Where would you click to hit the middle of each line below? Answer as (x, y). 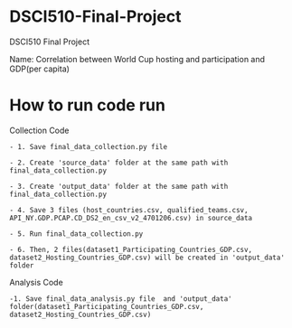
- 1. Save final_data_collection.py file (89, 146)
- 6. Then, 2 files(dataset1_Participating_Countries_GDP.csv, (131, 249)
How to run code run (87, 105)
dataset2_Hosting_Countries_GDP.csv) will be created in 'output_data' (147, 258)
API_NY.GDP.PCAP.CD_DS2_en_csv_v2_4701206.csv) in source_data (131, 218)
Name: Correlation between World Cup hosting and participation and (137, 59)
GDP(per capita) (40, 69)
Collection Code (39, 130)
